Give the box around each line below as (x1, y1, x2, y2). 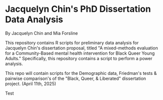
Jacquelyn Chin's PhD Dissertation (5, 3, 151, 15)
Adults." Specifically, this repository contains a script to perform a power (5, 55, 153, 61)
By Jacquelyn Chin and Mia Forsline (5, 30, 78, 36)
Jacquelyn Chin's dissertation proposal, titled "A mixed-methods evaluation (5, 45, 159, 51)
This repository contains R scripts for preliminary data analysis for (5, 39, 139, 45)
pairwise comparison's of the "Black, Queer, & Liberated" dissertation (5, 75, 146, 81)
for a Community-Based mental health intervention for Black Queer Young (5, 50, 155, 56)
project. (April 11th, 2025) (5, 80, 57, 87)
